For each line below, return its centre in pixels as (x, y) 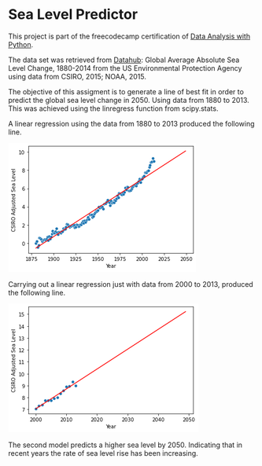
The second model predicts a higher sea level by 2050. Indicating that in (125, 445)
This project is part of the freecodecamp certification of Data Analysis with (129, 36)
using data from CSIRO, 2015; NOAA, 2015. (77, 76)
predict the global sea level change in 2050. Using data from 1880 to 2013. (129, 100)
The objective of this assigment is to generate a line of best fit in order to (126, 91)
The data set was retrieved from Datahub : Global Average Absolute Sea (124, 60)
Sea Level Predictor (73, 15)
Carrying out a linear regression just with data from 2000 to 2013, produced (131, 284)
